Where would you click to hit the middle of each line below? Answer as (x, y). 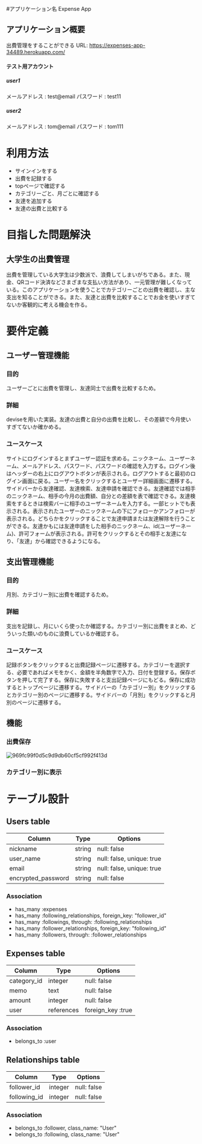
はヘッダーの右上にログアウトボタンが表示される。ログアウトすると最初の (98, 473)
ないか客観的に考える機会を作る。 (48, 305)
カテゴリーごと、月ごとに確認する (57, 194)
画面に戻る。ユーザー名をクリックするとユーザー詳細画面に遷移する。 (109, 481)
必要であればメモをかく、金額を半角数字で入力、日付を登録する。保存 (103, 672)
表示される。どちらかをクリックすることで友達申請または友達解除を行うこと (101, 518)
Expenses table (36, 954)
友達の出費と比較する (41, 209)
